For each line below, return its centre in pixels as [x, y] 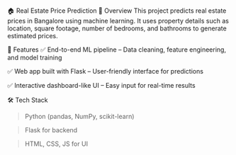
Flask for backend [51, 130]
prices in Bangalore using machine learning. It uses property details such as [118, 21]
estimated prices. [33, 36]
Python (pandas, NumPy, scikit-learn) [79, 116]
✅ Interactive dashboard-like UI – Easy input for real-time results [102, 85]
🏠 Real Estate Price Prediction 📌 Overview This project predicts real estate [117, 11]
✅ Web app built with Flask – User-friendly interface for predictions [106, 71]
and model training [35, 57]
